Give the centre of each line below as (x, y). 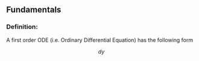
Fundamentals (34, 10)
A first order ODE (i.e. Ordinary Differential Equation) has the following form (100, 40)
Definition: (22, 27)
